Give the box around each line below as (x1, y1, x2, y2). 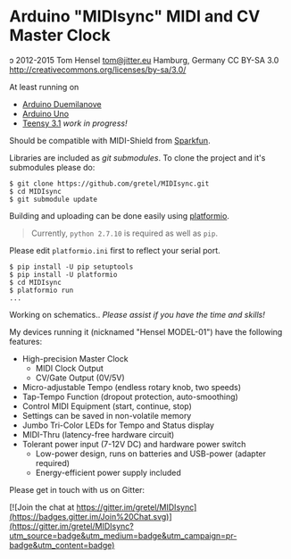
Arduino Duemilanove (21, 98, 102, 109)
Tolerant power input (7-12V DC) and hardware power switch (21, 438, 246, 449)
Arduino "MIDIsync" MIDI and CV (9, 6, 261, 27)
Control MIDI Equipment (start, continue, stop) (21, 400, 192, 412)
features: (9, 336, 43, 346)
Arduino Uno (21, 108, 70, 119)
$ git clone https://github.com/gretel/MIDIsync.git (9, 179, 210, 188)
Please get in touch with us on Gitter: (9, 484, 145, 495)
